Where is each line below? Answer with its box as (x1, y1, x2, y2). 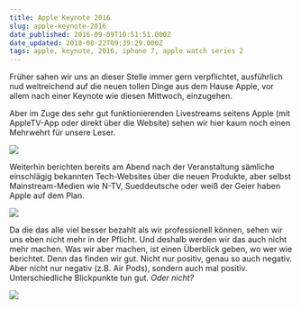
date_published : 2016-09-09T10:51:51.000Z (9, 30, 171, 39)
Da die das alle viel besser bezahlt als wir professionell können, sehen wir (9, 224, 283, 235)
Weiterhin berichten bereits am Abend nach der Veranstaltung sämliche (9, 161, 275, 172)
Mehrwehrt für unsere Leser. (9, 127, 116, 138)
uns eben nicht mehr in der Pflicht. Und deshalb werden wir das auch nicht (9, 234, 287, 245)
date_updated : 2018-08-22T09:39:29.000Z (9, 38, 164, 48)
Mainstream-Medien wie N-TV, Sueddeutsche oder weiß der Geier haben (9, 181, 281, 192)
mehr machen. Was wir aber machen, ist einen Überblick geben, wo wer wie (9, 244, 293, 255)
